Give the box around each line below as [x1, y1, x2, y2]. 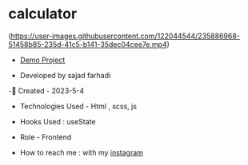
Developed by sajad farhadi [19, 70, 111, 80]
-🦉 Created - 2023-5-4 [8, 85, 85, 96]
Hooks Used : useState [19, 116, 96, 126]
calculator [8, 5, 78, 23]
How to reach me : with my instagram [19, 147, 144, 157]
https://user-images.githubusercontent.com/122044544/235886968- [10, 31, 240, 41]
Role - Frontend [19, 132, 72, 142]
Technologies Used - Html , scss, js [19, 101, 138, 111]
